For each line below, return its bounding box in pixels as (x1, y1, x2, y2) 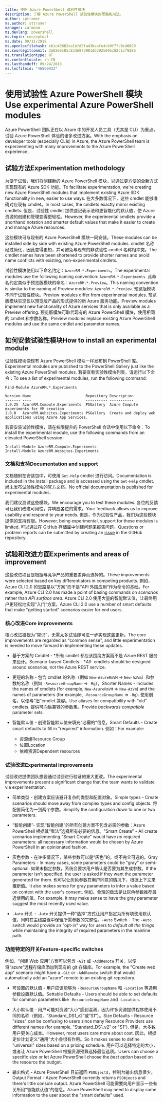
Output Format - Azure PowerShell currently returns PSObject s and (12, 1075, 146, 1080)
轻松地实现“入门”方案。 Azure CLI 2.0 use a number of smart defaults (13, 601, 152, 607)
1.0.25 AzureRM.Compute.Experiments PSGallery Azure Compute (5, 402, 138, 407)
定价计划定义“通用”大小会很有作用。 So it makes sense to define (12, 1036, 140, 1042)
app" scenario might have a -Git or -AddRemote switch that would (5, 970, 135, 975)
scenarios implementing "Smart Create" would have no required (12, 834, 141, 840)
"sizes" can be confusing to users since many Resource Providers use (12, 1018, 153, 1024)
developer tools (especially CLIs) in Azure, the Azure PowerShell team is (5, 138, 150, 144)
